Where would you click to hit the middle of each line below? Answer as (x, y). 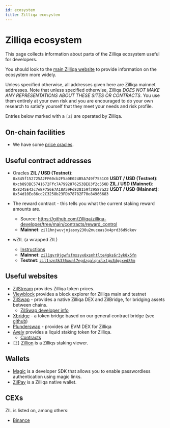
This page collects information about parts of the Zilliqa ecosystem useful (82, 54)
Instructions (33, 249)
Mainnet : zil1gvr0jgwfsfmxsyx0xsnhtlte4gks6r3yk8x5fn (78, 255)
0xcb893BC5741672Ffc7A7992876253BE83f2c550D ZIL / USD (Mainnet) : (83, 184)
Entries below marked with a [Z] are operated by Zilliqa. (64, 116)
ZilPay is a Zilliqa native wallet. (45, 382)
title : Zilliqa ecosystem (33, 15)
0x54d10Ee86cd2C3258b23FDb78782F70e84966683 (61, 194)
